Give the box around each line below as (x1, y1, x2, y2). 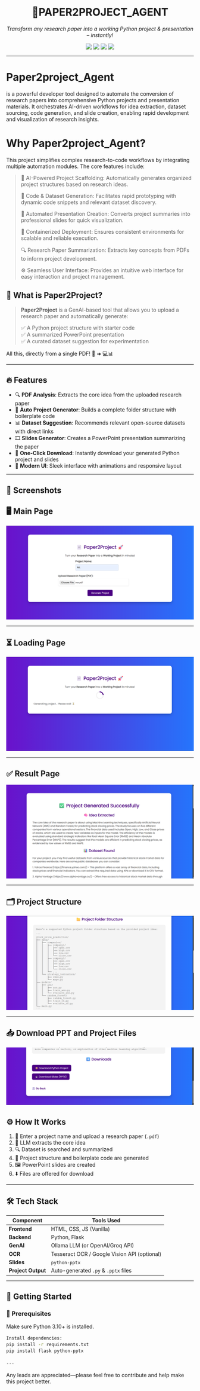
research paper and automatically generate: (20, 312, 129, 319)
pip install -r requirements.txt (6, 1342, 89, 1348)
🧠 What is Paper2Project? (6, 290, 103, 301)
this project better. (6, 1378, 51, 1385)
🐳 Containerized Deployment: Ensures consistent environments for (20, 228, 185, 235)
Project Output (8, 1267, 46, 1274)
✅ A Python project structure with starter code (20, 324, 135, 331)
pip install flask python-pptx (6, 1348, 84, 1354)
